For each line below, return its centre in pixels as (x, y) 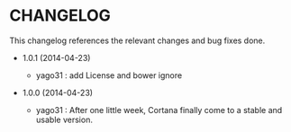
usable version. (64, 119)
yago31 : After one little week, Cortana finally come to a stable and (159, 110)
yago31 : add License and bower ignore (109, 75)
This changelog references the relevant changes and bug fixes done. (137, 40)
